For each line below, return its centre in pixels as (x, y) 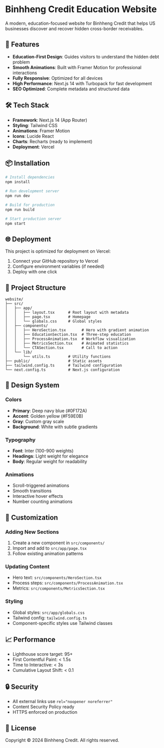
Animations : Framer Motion (41, 131)
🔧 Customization (32, 517)
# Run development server (32, 191)
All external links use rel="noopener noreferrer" (62, 702)
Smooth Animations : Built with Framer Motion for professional (77, 67)
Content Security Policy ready (43, 707)
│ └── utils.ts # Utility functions (58, 357)
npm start (16, 223)
